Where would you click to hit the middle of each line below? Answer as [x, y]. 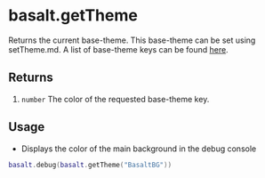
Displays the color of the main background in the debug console [139, 149]
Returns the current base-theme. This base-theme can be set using [132, 40]
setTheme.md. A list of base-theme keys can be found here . [118, 49]
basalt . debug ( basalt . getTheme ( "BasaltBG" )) [90, 165]
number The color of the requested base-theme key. [115, 99]
